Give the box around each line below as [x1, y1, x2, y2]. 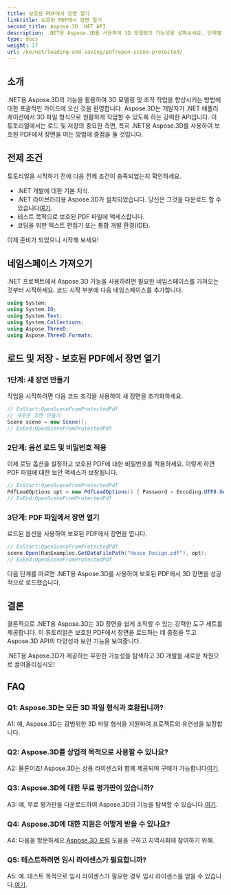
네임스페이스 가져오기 [7, 257, 93, 269]
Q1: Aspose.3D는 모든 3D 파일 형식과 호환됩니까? [7, 702, 164, 712]
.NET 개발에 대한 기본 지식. [16, 186, 90, 195]
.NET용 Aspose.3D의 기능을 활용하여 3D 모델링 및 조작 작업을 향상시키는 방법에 [7, 95, 221, 104]
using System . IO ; [7, 306, 57, 313]
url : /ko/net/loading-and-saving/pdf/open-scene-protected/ [7, 49, 184, 56]
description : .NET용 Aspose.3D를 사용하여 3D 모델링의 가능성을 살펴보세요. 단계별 [7, 29, 222, 37]
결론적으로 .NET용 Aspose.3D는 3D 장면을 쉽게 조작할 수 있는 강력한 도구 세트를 [7, 620, 223, 628]
